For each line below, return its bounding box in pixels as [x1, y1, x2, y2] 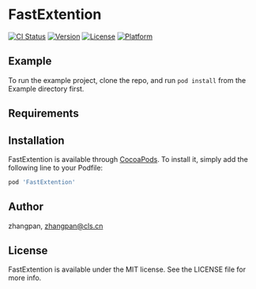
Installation [8, 133, 65, 147]
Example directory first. [8, 84, 85, 93]
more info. [8, 273, 42, 283]
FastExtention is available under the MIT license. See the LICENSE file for [8, 265, 247, 274]
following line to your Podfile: [8, 163, 104, 172]
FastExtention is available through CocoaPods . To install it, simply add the [8, 154, 249, 163]
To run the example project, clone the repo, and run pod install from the [8, 75, 247, 84]
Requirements [8, 107, 79, 120]
